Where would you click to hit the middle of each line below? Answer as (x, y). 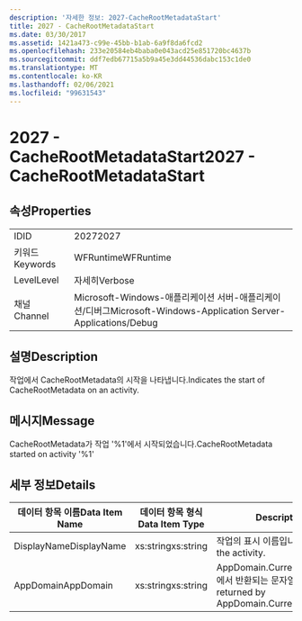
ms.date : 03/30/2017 (48, 34)
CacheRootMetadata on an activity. (74, 390)
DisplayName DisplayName (70, 545)
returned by (241, 592)
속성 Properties (50, 211)
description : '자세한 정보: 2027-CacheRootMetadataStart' (115, 18)
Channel (31, 316)
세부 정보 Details (53, 485)
